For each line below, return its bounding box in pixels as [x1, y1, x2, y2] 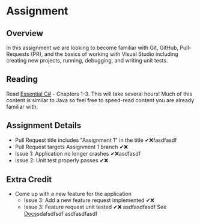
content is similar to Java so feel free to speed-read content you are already [6, 96, 195, 103]
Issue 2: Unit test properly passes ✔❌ [14, 156, 109, 163]
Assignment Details [6, 120, 82, 130]
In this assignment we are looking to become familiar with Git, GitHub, [6, 44, 179, 51]
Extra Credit [6, 174, 52, 185]
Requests [6, 50, 30, 58]
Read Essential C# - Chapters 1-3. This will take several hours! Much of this [6, 90, 193, 97]
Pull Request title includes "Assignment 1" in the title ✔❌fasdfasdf [14, 136, 177, 144]
